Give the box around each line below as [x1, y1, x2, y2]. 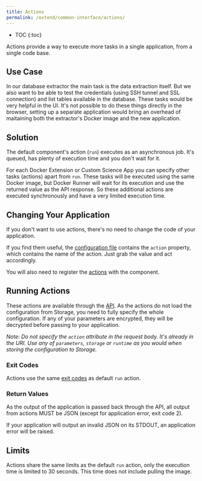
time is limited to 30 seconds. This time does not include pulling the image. [6, 468, 192, 475]
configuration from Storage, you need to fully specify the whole [6, 308, 164, 315]
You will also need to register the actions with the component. [6, 268, 160, 276]
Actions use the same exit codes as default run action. [6, 375, 141, 382]
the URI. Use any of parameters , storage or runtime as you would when [6, 339, 182, 346]
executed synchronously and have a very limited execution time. [6, 192, 166, 199]
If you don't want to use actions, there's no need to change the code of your [6, 225, 196, 233]
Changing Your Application [6, 210, 110, 220]
